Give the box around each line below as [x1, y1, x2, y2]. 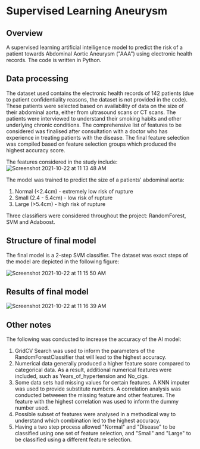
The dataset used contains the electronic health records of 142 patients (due [6, 90, 195, 97]
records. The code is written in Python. [6, 57, 102, 63]
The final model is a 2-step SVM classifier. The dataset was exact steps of [6, 251, 189, 259]
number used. [14, 404, 49, 411]
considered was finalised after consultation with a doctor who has [6, 127, 168, 135]
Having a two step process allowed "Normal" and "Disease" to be [14, 423, 176, 430]
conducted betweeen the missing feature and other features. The [14, 392, 176, 399]
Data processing [6, 73, 68, 84]
